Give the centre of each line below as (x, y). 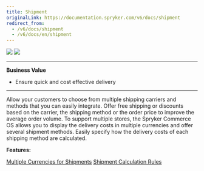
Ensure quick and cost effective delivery (66, 82)
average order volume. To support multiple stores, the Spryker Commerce (99, 119)
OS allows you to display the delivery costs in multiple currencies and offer (100, 125)
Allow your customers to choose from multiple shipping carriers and (91, 99)
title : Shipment (27, 12)
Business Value (26, 70)
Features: (19, 150)
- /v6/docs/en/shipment (42, 35)
